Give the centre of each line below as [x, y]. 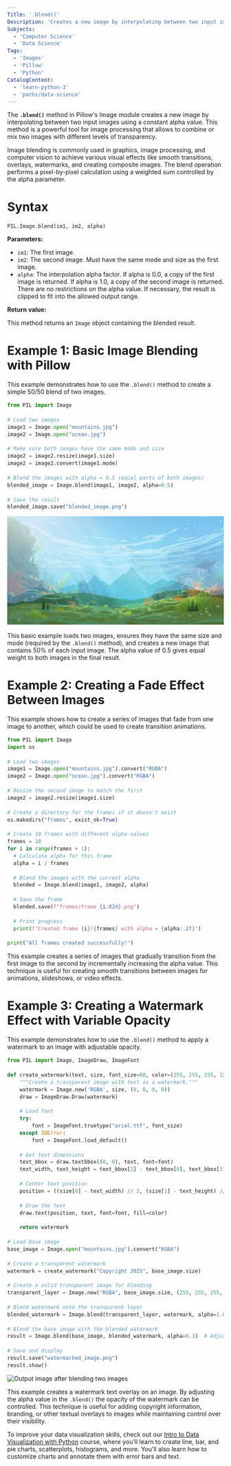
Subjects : [21, 29]
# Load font [36, 1112]
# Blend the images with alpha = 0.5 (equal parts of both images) [106, 478]
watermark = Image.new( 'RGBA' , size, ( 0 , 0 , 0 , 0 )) [95, 1090]
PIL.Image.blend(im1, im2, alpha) [57, 226]
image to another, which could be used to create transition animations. [107, 726]
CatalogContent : [30, 80]
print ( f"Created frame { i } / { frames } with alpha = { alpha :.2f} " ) [107, 928]
